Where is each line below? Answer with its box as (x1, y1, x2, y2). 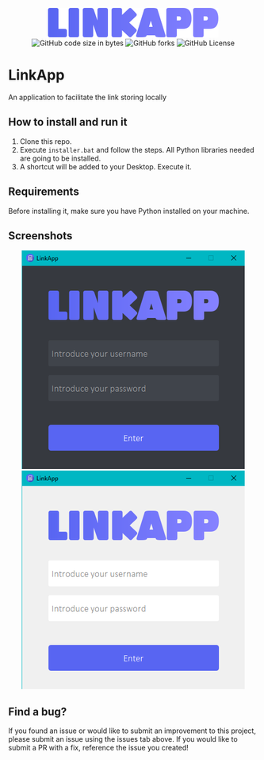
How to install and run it (8, 115, 128, 129)
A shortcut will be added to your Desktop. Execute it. (19, 161, 192, 171)
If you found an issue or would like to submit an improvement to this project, (8, 726, 256, 735)
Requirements (8, 185, 79, 199)
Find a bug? (8, 704, 67, 719)
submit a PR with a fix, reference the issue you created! (8, 743, 189, 753)
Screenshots (8, 229, 73, 242)
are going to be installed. (19, 153, 101, 163)
